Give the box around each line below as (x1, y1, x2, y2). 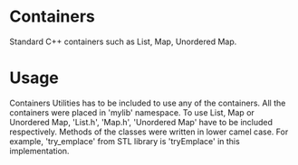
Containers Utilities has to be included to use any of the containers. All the (9, 97, 286, 108)
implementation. (9, 145, 70, 156)
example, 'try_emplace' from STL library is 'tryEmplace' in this (9, 135, 240, 146)
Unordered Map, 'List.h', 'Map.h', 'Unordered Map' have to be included (9, 116, 274, 127)
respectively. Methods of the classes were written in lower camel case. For (9, 126, 289, 137)
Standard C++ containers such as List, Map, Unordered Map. (9, 36, 237, 47)
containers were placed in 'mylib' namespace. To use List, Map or (9, 106, 255, 118)
